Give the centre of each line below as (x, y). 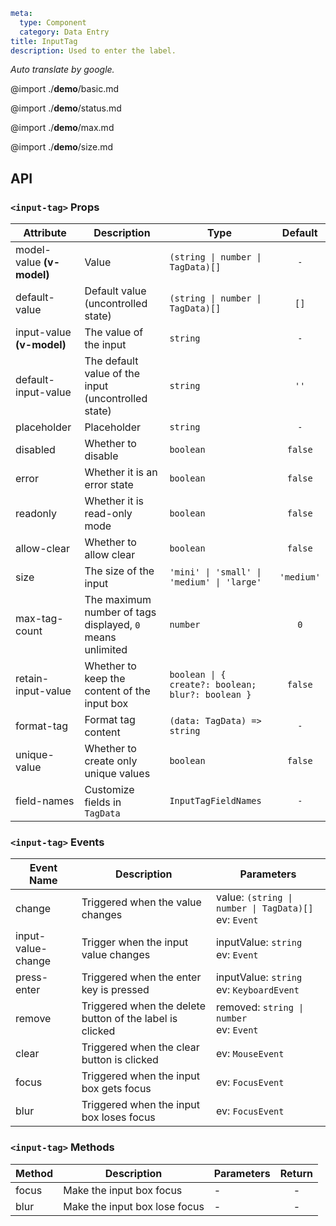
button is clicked (120, 1060)
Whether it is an (121, 472)
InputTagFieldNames (215, 801)
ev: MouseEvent (250, 1054)
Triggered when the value (141, 902)
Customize (109, 790)
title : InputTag (44, 41)
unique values (117, 774)
